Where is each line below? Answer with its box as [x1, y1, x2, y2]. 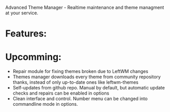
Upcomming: [5, 51, 61, 63]
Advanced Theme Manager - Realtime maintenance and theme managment [5, 5, 164, 10]
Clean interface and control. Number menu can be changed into [12, 96, 148, 102]
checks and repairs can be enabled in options [12, 90, 110, 97]
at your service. [5, 10, 38, 16]
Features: [5, 28, 47, 40]
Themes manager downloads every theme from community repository [12, 74, 161, 80]
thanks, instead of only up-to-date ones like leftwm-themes [12, 79, 139, 85]
